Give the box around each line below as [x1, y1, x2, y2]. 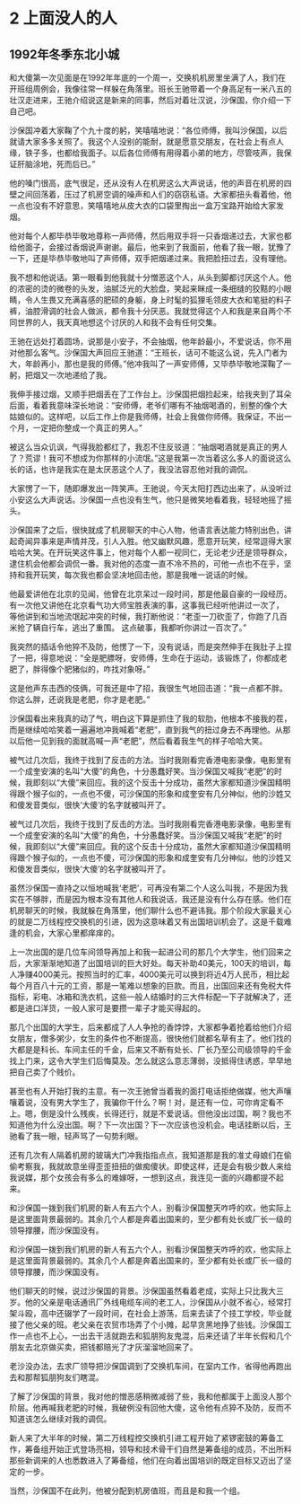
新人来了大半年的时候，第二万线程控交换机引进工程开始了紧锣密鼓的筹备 [9, 1433, 276, 1443]
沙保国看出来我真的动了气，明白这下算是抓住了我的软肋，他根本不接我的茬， [9, 713, 292, 724]
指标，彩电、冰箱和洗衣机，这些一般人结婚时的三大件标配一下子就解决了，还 [9, 991, 292, 1002]
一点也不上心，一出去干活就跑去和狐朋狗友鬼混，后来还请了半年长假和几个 [16, 1331, 292, 1341]
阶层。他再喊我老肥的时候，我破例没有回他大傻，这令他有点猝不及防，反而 [9, 1403, 284, 1412]
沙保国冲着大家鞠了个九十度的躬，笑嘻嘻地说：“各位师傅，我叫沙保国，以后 [9, 125, 288, 136]
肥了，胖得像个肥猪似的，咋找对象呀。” [9, 664, 150, 674]
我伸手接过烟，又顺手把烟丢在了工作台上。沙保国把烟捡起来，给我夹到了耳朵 [9, 389, 292, 400]
